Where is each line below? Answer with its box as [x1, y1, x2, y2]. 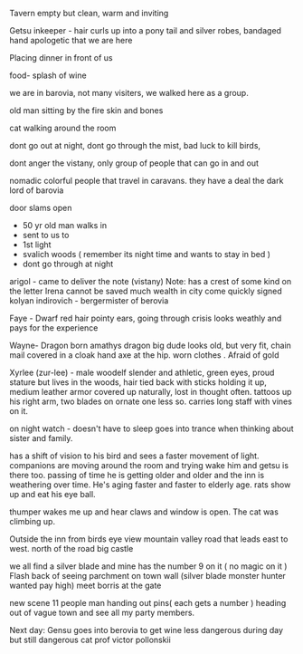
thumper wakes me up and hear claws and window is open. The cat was [9, 506, 279, 517]
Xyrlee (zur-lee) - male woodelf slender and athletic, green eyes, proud [9, 367, 275, 378]
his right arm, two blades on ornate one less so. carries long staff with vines [9, 396, 292, 407]
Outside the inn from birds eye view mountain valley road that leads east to [9, 534, 289, 544]
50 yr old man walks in [22, 220, 107, 230]
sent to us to [22, 230, 70, 240]
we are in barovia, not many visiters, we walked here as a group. [9, 88, 249, 98]
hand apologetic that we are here [9, 35, 133, 45]
